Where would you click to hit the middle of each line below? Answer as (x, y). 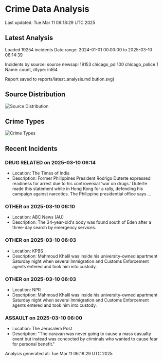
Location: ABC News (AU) (38, 217)
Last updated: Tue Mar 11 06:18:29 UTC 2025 (50, 22)
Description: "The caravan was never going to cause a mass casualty (82, 334)
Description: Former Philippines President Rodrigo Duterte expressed (81, 178)
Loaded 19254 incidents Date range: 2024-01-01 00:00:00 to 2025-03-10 (79, 49)
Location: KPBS (28, 251)
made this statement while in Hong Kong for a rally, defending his (77, 189)
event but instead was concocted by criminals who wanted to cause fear (85, 339)
